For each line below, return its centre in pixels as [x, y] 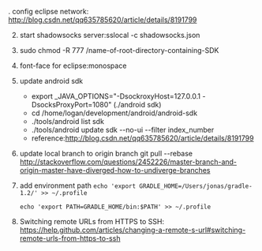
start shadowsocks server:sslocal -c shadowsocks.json [110, 35]
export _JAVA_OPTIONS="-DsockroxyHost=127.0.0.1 [116, 96]
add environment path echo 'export [78, 185]
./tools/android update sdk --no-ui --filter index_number [123, 130]
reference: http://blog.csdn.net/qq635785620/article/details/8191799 [142, 138]
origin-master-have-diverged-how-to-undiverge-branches [115, 170]
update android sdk [51, 81]
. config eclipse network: [49, 11]
